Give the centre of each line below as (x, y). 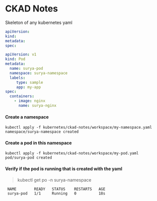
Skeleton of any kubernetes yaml (39, 22)
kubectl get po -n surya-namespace (54, 180)
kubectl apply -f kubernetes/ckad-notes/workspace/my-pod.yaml (72, 153)
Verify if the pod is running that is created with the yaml (64, 169)
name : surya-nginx (37, 106)
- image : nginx (30, 101)
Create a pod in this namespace (39, 143)
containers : (22, 96)
